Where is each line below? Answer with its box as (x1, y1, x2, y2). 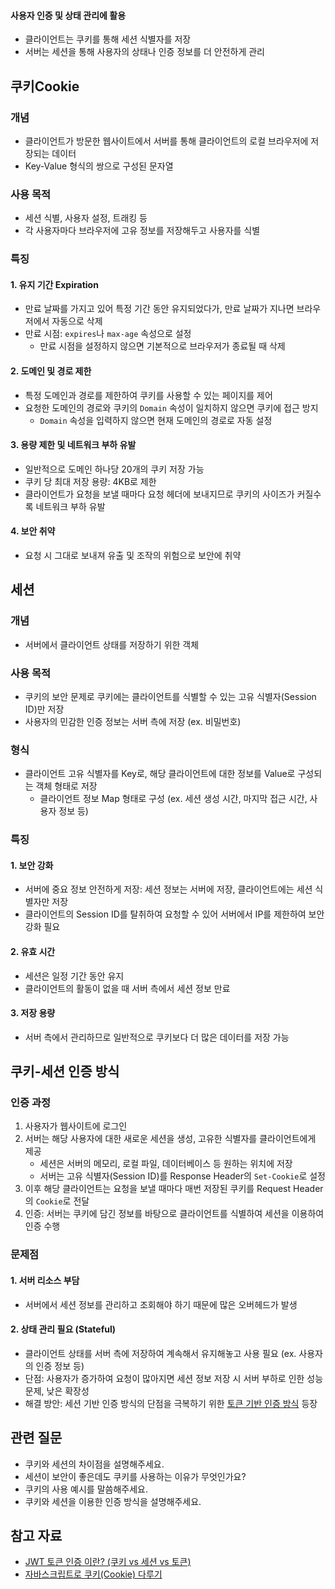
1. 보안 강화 (10, 859, 54, 871)
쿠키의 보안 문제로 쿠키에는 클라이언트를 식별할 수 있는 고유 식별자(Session (24, 690, 317, 702)
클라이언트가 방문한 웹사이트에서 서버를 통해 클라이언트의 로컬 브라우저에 (24, 135, 309, 147)
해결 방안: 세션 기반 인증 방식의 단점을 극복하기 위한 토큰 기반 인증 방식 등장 (24, 1397, 318, 1409)
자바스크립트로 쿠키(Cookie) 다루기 (24, 1568, 163, 1580)
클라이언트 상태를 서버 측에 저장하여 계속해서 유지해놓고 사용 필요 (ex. (24, 1347, 297, 1359)
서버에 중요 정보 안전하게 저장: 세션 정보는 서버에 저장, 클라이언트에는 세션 (24, 883, 313, 895)
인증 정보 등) (35, 1360, 85, 1372)
